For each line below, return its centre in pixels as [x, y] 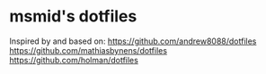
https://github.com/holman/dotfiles [74, 60]
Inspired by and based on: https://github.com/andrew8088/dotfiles [133, 41]
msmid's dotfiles [73, 16]
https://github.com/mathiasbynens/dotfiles [89, 50]
